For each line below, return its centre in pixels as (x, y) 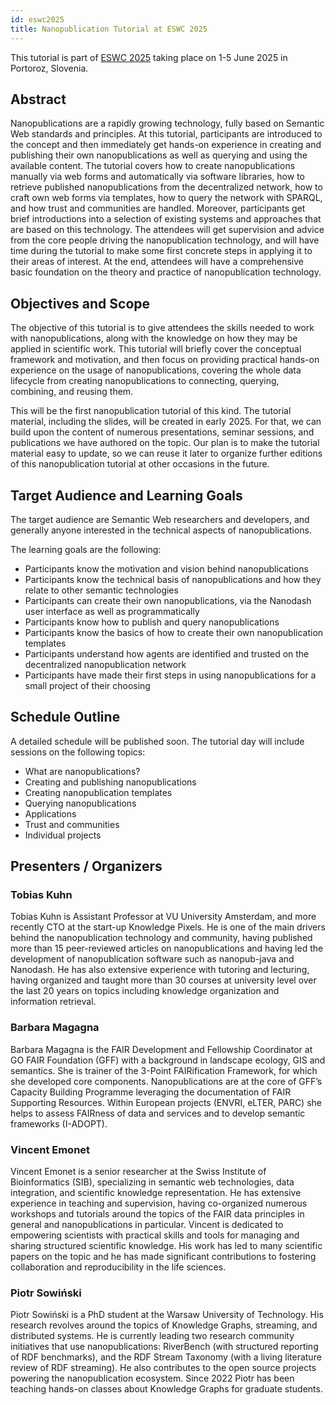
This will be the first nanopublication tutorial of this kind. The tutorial (151, 411)
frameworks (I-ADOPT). (59, 1123)
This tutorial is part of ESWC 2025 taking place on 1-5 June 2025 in (149, 57)
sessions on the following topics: (78, 752)
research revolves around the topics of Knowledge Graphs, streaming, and (164, 1325)
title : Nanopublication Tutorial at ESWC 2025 (109, 29)
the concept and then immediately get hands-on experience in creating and (166, 145)
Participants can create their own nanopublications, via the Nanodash (168, 600)
